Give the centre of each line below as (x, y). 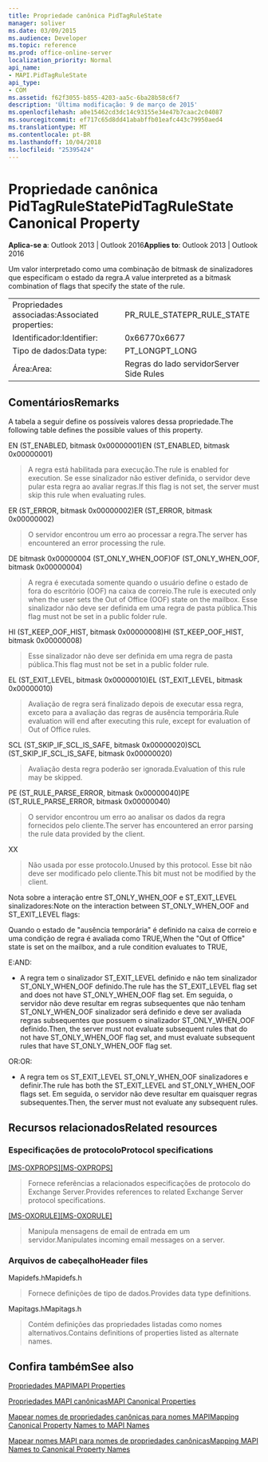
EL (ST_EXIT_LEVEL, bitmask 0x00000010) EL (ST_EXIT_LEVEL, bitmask (126, 680)
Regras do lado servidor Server (182, 364)
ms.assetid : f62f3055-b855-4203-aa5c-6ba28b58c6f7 (94, 98)
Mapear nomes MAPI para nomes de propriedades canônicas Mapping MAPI (134, 1440)
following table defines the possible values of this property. (106, 430)
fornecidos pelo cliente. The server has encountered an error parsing (140, 825)
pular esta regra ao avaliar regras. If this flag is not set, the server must (143, 487)
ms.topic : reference (43, 46)
